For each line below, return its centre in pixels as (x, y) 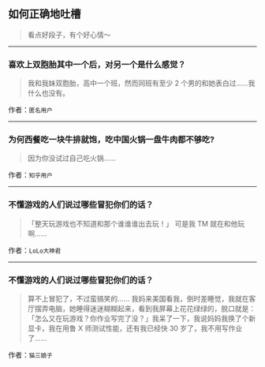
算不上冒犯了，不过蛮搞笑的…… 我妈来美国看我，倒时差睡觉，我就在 (138, 299)
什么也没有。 (48, 93)
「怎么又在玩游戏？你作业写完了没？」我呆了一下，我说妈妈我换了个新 (142, 318)
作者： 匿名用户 (30, 110)
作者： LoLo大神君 (35, 250)
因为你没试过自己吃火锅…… (71, 158)
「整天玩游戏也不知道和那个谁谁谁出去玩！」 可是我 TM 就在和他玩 (136, 223)
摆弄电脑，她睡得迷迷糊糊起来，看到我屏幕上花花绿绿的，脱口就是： (145, 309)
